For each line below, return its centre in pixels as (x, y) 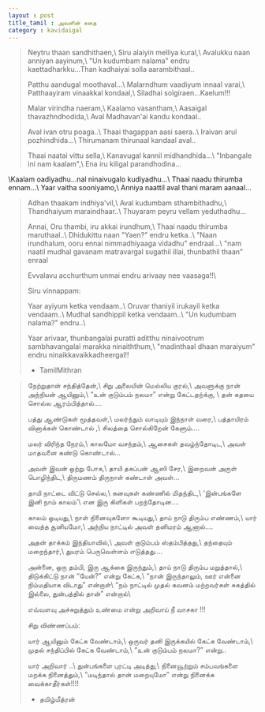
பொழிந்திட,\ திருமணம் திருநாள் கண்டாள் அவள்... (103, 478)
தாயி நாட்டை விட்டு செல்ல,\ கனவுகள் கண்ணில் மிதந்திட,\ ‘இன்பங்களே (134, 493)
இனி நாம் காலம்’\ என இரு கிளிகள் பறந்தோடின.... (103, 502)
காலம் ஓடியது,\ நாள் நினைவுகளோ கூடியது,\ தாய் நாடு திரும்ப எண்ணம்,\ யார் (142, 518)
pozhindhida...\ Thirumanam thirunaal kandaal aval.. (112, 141)
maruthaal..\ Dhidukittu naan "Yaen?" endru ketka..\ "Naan (122, 235)
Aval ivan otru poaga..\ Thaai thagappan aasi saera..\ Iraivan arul (132, 132)
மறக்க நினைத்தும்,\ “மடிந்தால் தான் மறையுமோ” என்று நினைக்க (121, 675)
